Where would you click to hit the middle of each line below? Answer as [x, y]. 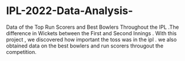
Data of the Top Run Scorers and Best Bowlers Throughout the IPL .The [92, 27]
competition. [22, 52]
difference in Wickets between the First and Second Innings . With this [91, 33]
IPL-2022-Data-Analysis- [70, 11]
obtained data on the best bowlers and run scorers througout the [85, 46]
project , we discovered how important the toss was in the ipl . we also [91, 39]
